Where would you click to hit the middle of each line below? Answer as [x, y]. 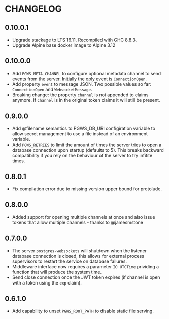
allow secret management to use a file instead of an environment [80, 134]
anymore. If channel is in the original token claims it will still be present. [86, 100]
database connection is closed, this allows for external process [78, 256]
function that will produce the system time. [57, 272]
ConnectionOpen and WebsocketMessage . [52, 89]
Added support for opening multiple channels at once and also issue [83, 217]
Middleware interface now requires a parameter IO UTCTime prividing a [86, 267]
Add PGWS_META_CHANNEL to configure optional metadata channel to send [87, 73]
